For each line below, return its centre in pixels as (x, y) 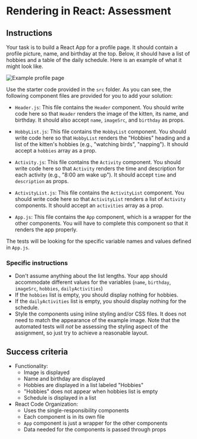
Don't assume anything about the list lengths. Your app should (91, 276)
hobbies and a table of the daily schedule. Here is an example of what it (94, 60)
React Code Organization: (46, 404)
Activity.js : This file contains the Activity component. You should (98, 162)
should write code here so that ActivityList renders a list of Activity (100, 199)
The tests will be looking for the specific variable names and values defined (99, 241)
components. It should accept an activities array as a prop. (89, 205)
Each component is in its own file (64, 417)
